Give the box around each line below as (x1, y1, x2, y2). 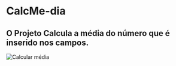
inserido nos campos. (6, 37, 89, 47)
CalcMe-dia (6, 4, 66, 18)
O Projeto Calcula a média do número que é (6, 28, 170, 38)
